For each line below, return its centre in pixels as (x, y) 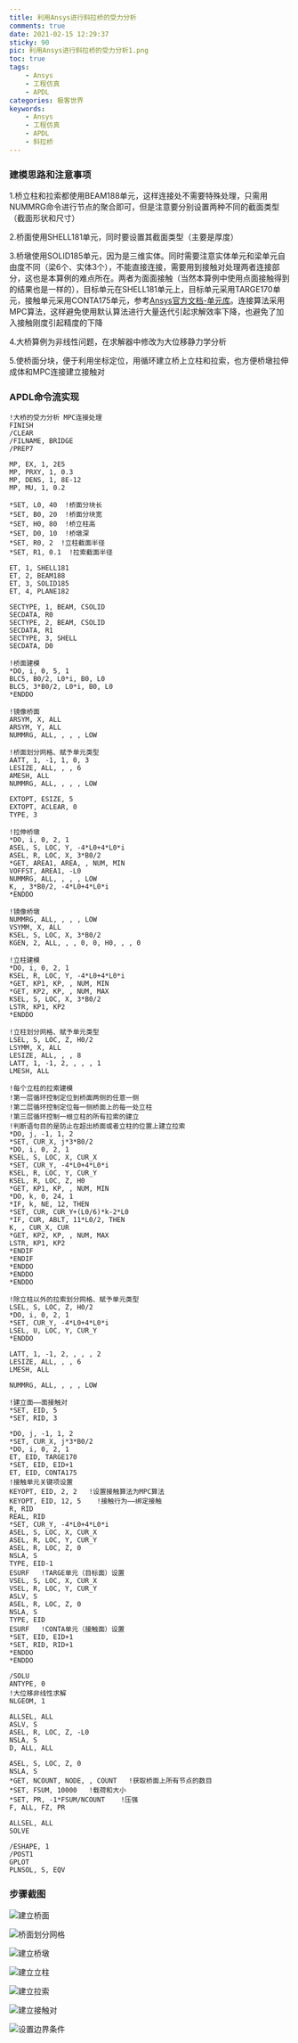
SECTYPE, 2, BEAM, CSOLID (57, 623)
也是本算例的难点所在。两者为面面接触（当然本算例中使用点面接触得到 (161, 278)
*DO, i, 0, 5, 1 (39, 671)
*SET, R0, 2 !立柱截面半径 (57, 543)
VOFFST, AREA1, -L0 (45, 871)
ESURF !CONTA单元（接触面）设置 (67, 1629)
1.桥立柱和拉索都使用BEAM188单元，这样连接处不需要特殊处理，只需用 (139, 196)
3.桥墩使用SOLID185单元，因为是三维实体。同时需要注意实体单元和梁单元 (144, 256)
